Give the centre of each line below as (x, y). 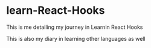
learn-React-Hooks (56, 10)
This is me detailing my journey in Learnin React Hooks (75, 27)
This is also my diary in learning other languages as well (76, 38)
